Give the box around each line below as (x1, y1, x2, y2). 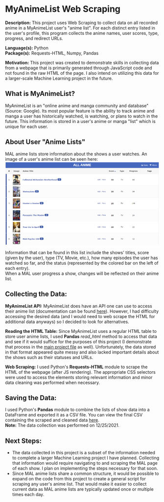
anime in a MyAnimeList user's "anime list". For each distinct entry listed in (5, 25, 156, 30)
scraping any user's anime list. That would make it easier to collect (12, 481, 147, 487)
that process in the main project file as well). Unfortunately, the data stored (5, 344, 156, 350)
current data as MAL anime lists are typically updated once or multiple (12, 486, 154, 492)
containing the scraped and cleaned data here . (5, 417, 99, 423)
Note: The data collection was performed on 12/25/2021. (5, 422, 120, 428)
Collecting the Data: (5, 290, 68, 298)
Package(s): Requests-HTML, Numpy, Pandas (5, 50, 99, 56)
